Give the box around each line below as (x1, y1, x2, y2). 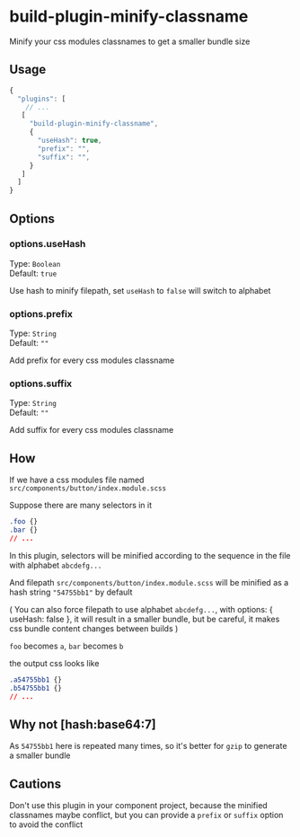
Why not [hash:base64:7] (9, 717, 157, 732)
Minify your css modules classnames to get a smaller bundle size (9, 36, 251, 47)
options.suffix (9, 377, 73, 390)
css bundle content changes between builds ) (9, 622, 179, 634)
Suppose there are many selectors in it (9, 500, 153, 511)
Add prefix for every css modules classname (9, 355, 175, 366)
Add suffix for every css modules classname (9, 425, 174, 436)
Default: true (9, 268, 57, 278)
